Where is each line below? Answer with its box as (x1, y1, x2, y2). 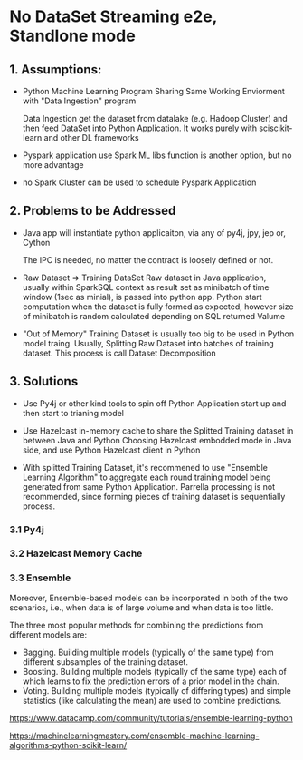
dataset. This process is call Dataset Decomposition (22, 347, 217, 358)
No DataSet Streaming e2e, (9, 6, 218, 27)
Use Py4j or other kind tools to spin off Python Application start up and (22, 397, 287, 409)
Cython (22, 237, 51, 248)
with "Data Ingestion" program (22, 95, 137, 106)
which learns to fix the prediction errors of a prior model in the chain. (22, 676, 280, 687)
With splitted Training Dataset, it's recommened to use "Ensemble (22, 462, 269, 473)
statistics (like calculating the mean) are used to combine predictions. (22, 695, 282, 706)
